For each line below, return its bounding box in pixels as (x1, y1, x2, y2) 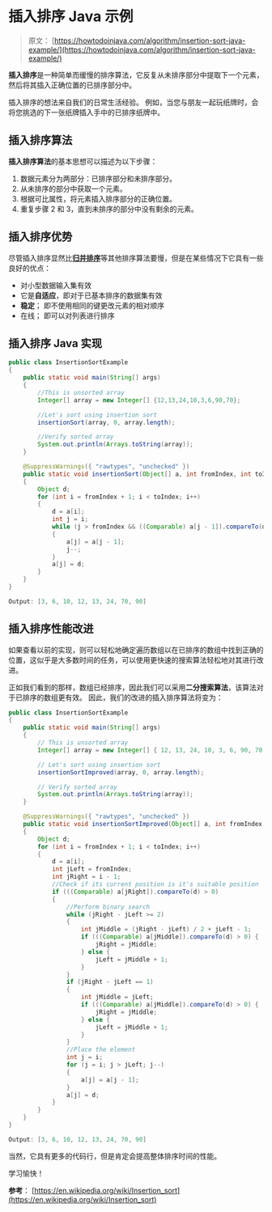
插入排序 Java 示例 (8, 7, 134, 26)
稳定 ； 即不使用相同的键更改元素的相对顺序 (19, 300, 164, 310)
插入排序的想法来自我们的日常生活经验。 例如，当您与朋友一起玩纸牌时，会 (8, 97, 259, 107)
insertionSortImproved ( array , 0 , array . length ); (37, 768, 205, 777)
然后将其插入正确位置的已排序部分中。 (8, 80, 136, 90)
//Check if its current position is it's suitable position (51, 880, 259, 888)
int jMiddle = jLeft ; (80, 993, 154, 1002)
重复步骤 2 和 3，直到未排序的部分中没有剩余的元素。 (19, 204, 198, 214)
